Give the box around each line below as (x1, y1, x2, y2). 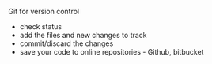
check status (19, 22, 62, 31)
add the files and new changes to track (19, 31, 148, 40)
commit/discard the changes (19, 39, 114, 48)
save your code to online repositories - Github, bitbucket (19, 47, 204, 56)
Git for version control (8, 7, 80, 16)
